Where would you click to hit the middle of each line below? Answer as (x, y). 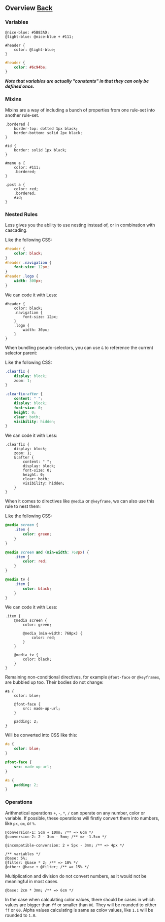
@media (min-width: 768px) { (53, 634)
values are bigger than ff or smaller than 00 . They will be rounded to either (81, 905)
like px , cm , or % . (20, 823)
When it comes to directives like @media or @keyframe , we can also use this (80, 501)
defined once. (20, 86)
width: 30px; (36, 330)
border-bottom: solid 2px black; (48, 133)
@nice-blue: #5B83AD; (27, 32)
